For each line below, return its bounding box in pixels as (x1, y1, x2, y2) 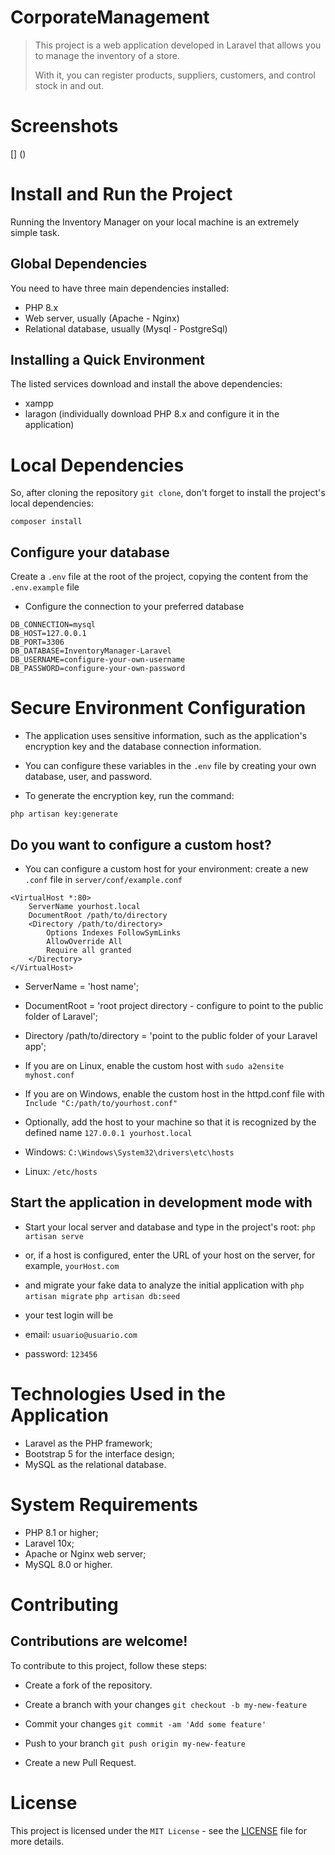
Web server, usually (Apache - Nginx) (24, 312, 180, 324)
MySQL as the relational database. (24, 1458, 167, 1470)
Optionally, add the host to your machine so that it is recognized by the (24, 1116, 317, 1128)
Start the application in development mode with (10, 1194, 313, 1211)
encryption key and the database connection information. (24, 741, 262, 753)
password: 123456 (24, 1347, 98, 1360)
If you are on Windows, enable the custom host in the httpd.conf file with (24, 1087, 325, 1100)
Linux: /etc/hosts (24, 1165, 98, 1177)
